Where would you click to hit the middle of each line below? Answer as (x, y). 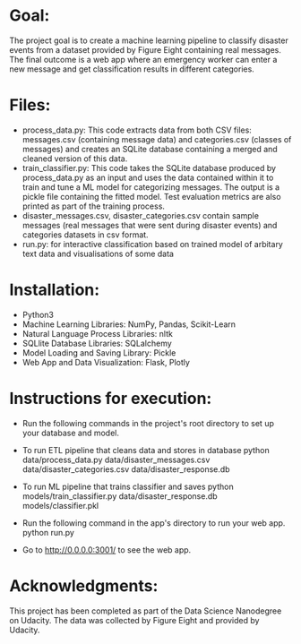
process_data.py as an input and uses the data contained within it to (148, 177)
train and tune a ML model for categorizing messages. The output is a (151, 187)
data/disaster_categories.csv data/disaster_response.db (126, 469)
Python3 (38, 314)
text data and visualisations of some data (98, 253)
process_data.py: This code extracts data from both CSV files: (137, 130)
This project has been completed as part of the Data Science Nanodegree (146, 611)
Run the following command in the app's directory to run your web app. (154, 523)
